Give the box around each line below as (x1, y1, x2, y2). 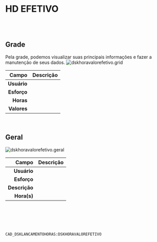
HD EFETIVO (5, 3, 59, 15)
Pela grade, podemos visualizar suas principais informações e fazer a (5, 54, 152, 60)
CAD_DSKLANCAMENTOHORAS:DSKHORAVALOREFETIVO (5, 231, 102, 237)
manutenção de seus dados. (5, 59, 65, 65)
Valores (8, 105, 28, 112)
